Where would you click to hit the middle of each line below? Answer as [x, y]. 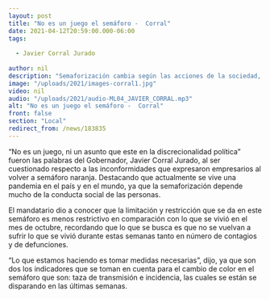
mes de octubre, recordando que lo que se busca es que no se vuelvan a [130, 227]
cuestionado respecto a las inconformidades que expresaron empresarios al [135, 168]
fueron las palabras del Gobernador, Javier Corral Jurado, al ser [114, 160]
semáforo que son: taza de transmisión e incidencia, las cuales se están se [133, 277]
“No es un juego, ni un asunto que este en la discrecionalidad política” [125, 151]
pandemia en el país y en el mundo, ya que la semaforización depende [126, 186]
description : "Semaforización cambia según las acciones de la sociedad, [135, 76]
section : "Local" [37, 121]
